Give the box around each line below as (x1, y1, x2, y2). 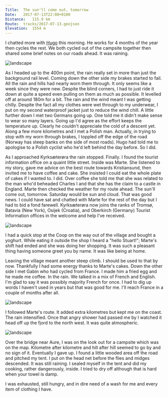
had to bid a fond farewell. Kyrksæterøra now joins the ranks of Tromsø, (5, 202, 153, 208)
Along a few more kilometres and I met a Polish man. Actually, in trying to (5, 128, 156, 134)
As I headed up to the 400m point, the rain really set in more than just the (5, 70, 156, 76)
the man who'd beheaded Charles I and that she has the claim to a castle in (5, 181, 161, 187)
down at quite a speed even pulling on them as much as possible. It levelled (5, 91, 161, 97)
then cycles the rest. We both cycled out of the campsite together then (5, 45, 151, 51)
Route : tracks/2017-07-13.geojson (5, 21, 80, 27)
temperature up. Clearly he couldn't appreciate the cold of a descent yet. (5, 123, 156, 129)
